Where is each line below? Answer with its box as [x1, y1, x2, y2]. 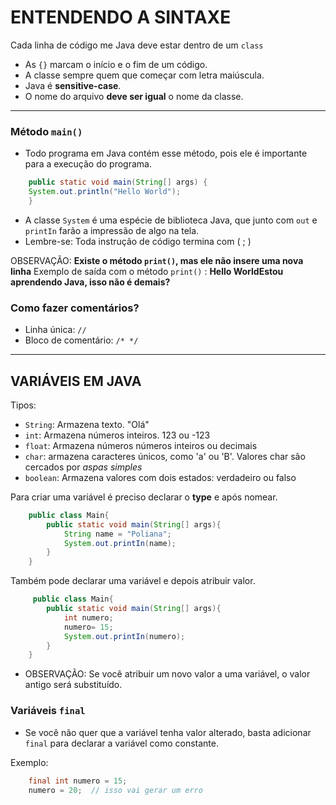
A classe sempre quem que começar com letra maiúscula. [24, 69, 265, 81]
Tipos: [10, 399, 37, 411]
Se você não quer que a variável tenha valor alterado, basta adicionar [24, 726, 312, 738]
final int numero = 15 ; [28, 776, 128, 786]
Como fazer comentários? [10, 301, 140, 315]
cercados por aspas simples [24, 461, 143, 473]
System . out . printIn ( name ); [63, 538, 177, 548]
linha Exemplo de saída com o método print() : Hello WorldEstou [10, 265, 284, 277]
